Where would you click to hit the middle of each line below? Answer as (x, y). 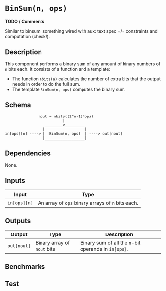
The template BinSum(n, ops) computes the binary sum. (69, 89)
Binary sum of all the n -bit (110, 243)
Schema (18, 105)
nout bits (45, 249)
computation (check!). (28, 36)
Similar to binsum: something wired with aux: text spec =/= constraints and (81, 31)
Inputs (15, 181)
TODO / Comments (25, 21)
